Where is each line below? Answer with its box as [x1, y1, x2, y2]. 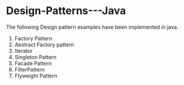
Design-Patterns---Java [6, 4, 126, 18]
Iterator [14, 47, 33, 54]
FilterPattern [14, 66, 45, 73]
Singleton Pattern [14, 53, 57, 60]
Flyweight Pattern [14, 72, 57, 79]
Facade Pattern [14, 60, 52, 67]
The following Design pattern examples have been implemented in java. [6, 23, 179, 30]
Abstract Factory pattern [14, 41, 74, 48]
